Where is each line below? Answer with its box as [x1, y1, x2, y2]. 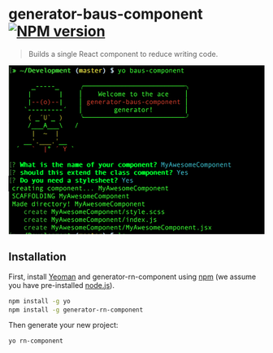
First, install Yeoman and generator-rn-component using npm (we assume [8, 272, 257, 281]
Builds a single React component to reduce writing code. [28, 49, 219, 59]
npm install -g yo [8, 297, 71, 305]
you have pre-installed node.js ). [8, 280, 115, 290]
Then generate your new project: [8, 320, 119, 330]
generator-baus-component [8, 5, 203, 24]
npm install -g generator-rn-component [8, 306, 144, 314]
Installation [8, 250, 67, 264]
